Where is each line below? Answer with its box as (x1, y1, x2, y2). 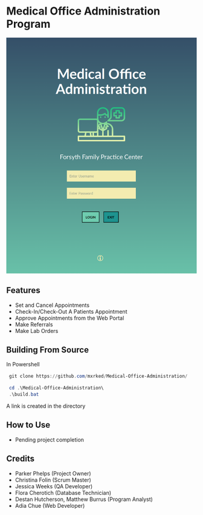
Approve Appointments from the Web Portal (14, 314, 124, 321)
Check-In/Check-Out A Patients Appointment (14, 308, 127, 315)
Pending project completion (14, 436, 85, 443)
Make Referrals (14, 320, 53, 328)
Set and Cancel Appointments (14, 301, 89, 309)
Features (6, 285, 40, 295)
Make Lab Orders (14, 327, 59, 334)
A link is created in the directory (6, 402, 86, 409)
